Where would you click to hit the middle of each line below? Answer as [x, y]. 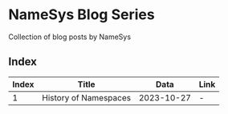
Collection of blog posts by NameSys [69, 37]
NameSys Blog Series [81, 15]
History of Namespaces [86, 97]
